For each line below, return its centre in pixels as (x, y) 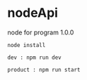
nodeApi (33, 13)
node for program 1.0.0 (41, 32)
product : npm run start (44, 69)
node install (27, 45)
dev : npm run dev (34, 58)
